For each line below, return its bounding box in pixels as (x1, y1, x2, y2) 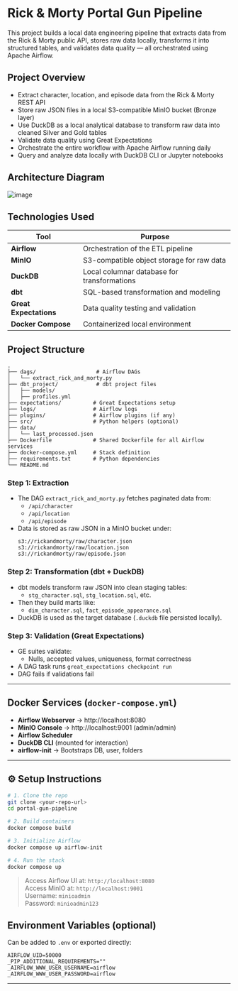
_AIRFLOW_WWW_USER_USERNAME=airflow (7, 964, 115, 972)
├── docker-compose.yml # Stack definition (7, 449, 151, 456)
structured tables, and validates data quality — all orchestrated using (7, 43, 209, 52)
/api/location (28, 510, 70, 518)
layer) (17, 113, 35, 121)
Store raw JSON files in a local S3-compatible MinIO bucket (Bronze (17, 105, 217, 114)
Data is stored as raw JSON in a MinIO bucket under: (17, 524, 172, 533)
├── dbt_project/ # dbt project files (7, 381, 157, 388)
